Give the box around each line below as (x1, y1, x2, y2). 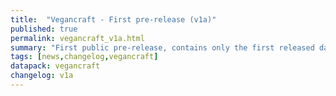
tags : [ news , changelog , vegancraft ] (10, 52, 159, 62)
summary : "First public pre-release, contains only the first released (10, 42, 315, 53)
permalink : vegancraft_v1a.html (10, 33, 145, 43)
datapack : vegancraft (10, 61, 101, 71)
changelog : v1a (10, 71, 74, 81)
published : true (10, 24, 78, 34)
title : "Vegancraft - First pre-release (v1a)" (10, 14, 217, 25)
